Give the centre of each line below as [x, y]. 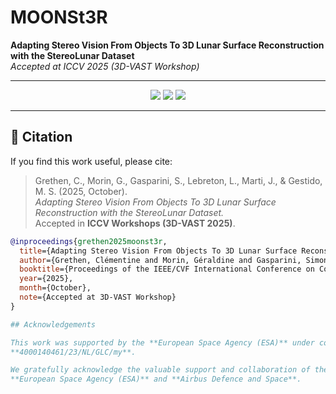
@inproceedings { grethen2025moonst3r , [89, 241]
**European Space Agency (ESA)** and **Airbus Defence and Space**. [156, 379]
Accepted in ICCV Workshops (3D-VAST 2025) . [135, 223]
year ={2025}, [46, 279]
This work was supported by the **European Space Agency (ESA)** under [162, 342]
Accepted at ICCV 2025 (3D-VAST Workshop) [105, 66]
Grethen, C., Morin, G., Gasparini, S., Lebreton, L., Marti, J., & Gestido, [178, 180]
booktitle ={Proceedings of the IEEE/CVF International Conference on [167, 269]
